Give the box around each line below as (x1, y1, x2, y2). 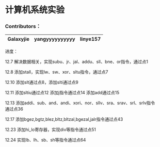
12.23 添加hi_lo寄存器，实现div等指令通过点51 (5, 127, 96, 132)
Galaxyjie (7, 36, 30, 43)
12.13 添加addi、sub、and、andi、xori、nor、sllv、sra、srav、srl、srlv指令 (5, 100, 155, 106)
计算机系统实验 (5, 4, 65, 16)
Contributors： (5, 23, 41, 30)
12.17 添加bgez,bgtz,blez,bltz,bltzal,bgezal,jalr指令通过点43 (5, 116, 123, 122)
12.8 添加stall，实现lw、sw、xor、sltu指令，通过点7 (5, 69, 108, 75)
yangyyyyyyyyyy (34, 36, 76, 43)
